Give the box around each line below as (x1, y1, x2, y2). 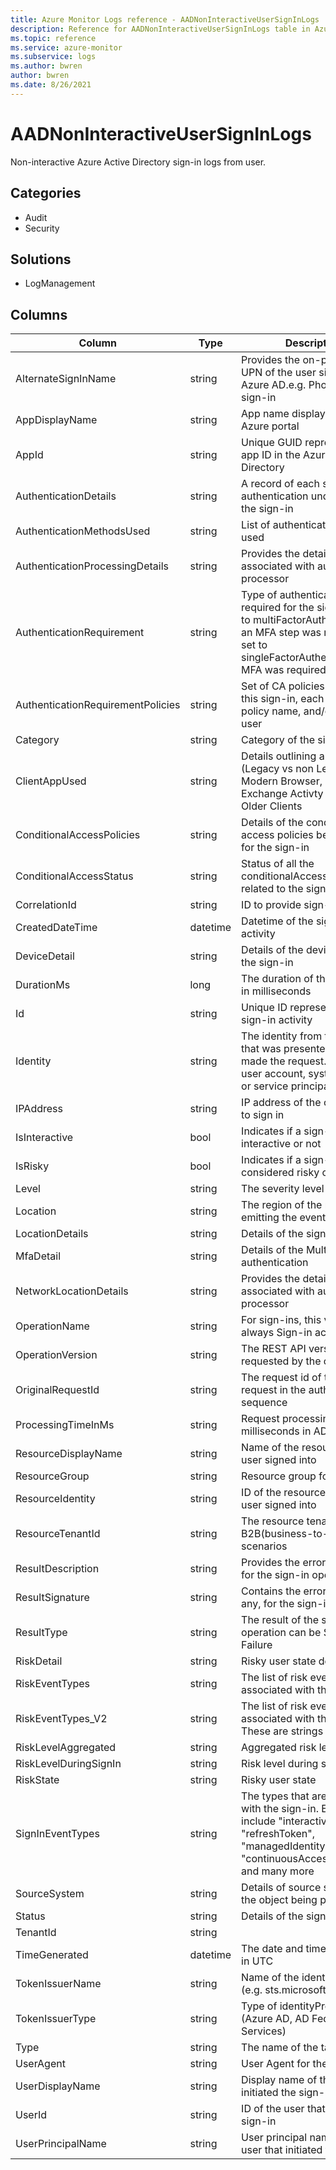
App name (241, 407, 290, 421)
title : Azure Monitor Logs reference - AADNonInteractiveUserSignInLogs (10, 14, 320, 25)
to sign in (241, 1108, 285, 1122)
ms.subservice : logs (10, 52, 97, 62)
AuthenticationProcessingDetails (15, 559, 169, 573)
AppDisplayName (15, 413, 98, 427)
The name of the (241, 2041, 319, 2055)
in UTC (241, 1954, 274, 1968)
